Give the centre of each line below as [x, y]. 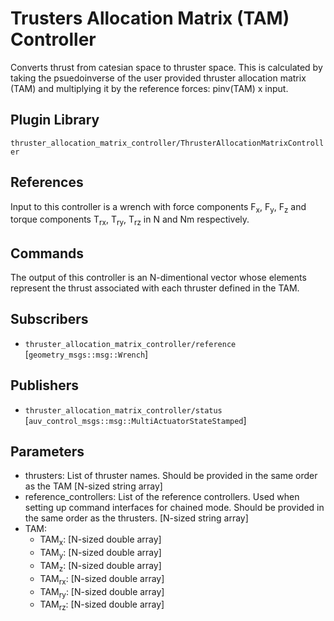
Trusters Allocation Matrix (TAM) [150, 18]
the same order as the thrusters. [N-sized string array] [136, 518]
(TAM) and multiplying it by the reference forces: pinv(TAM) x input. [149, 88]
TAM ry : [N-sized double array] [102, 592]
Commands [47, 253]
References [47, 182]
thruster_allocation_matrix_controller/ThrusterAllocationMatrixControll [167, 143]
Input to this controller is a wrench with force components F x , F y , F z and [158, 207]
